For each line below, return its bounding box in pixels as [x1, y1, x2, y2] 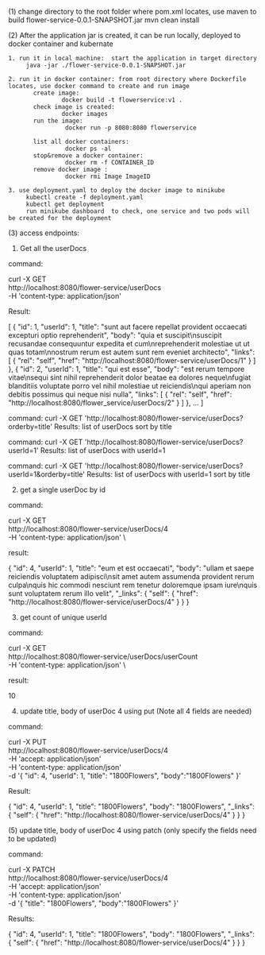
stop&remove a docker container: [33, 152, 144, 160]
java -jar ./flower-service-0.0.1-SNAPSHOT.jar [25, 61, 186, 69]
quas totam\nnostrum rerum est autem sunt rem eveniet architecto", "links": [8, 347, 255, 357]
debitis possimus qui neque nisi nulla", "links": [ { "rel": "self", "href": [8, 389, 232, 399]
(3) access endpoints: [8, 228, 80, 238]
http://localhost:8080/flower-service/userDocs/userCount [8, 651, 198, 661]
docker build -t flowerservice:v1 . [61, 96, 182, 104]
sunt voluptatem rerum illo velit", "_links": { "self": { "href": [8, 589, 198, 598]
